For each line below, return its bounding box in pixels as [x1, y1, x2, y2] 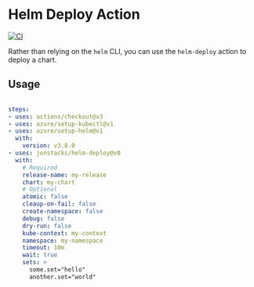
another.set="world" [28, 273, 96, 281]
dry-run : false [22, 222, 72, 230]
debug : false [22, 214, 65, 223]
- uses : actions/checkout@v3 [8, 112, 103, 121]
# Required [22, 163, 58, 172]
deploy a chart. [8, 55, 57, 64]
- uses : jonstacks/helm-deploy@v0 [8, 149, 122, 157]
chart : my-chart [22, 178, 76, 186]
